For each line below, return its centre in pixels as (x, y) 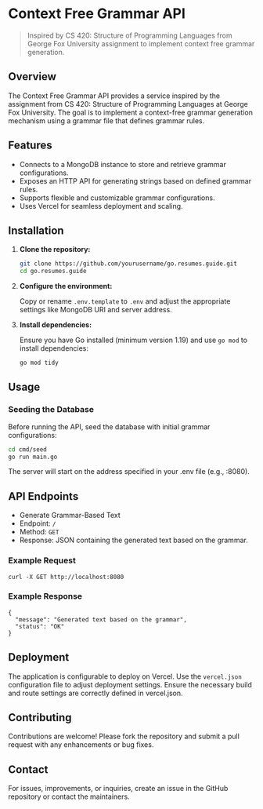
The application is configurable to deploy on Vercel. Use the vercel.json (125, 676)
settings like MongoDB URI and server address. (95, 310)
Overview (32, 77)
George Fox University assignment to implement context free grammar (141, 43)
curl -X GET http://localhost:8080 (66, 577)
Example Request (42, 560)
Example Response (45, 596)
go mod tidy (39, 363)
